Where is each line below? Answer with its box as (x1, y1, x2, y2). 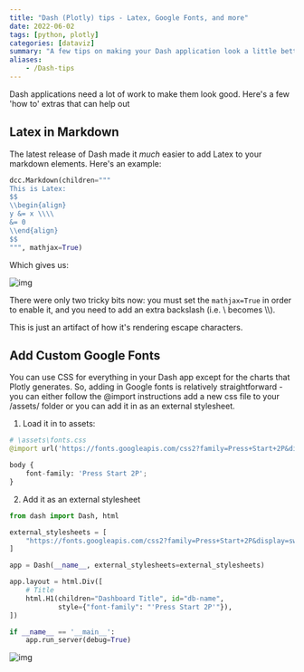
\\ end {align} (9, 226, 59, 235)
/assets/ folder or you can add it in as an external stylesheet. (9, 400, 235, 412)
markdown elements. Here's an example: (9, 158, 162, 168)
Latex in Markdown (9, 124, 119, 140)
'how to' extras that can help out (9, 98, 130, 109)
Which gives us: (9, 259, 70, 270)
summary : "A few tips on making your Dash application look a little (9, 47, 278, 56)
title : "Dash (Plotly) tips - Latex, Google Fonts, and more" (9, 13, 249, 23)
